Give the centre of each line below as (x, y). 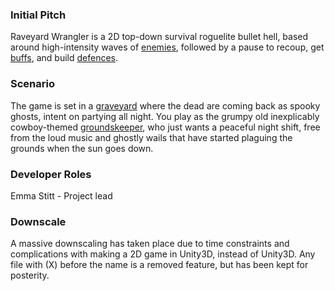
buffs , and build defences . (64, 58)
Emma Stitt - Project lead (61, 195)
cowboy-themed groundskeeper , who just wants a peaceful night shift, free (165, 127)
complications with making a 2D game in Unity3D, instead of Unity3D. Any (163, 254)
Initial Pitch (38, 15)
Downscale (38, 221)
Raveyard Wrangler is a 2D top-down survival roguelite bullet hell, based (159, 37)
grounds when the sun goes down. (82, 148)
